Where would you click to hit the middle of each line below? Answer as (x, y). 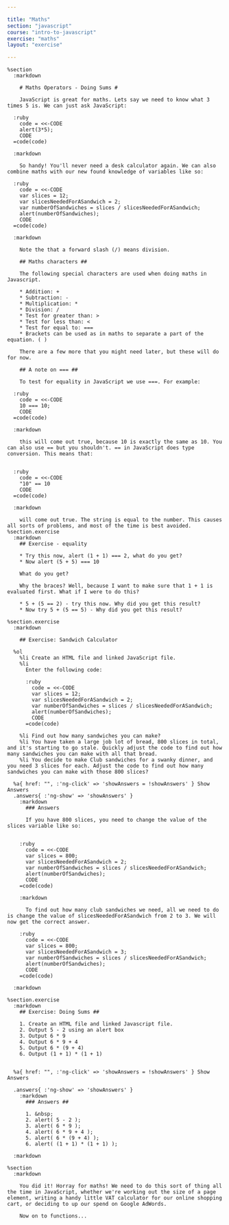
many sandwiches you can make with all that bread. (82, 754)
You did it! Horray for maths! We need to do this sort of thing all (121, 1186)
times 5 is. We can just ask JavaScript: (67, 106)
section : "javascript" (39, 26)
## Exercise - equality (53, 544)
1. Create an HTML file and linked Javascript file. (96, 1024)
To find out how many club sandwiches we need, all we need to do (122, 910)
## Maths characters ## (53, 262)
